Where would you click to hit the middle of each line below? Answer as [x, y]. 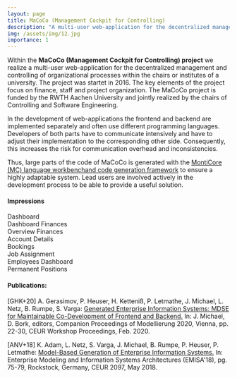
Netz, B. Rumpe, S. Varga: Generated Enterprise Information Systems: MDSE [118, 308]
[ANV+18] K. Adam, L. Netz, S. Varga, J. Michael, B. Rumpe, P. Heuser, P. [113, 345]
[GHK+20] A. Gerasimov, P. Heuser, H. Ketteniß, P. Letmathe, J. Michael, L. [116, 301]
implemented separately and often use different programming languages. [114, 126]
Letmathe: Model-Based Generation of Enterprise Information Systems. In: [115, 352]
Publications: [27, 285]
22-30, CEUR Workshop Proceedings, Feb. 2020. [79, 331]
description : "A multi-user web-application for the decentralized [109, 27]
